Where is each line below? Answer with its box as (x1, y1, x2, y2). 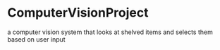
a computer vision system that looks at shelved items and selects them (7, 28, 213, 36)
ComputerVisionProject (7, 5, 149, 21)
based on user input (7, 35, 66, 43)
